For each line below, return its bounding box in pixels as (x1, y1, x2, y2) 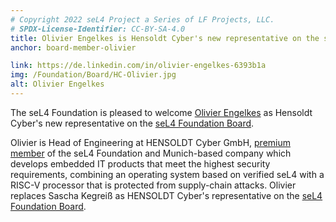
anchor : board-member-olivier (10, 42, 137, 53)
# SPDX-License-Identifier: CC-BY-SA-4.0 (10, 24, 186, 34)
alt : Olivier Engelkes (10, 79, 105, 90)
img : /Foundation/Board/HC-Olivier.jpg (10, 70, 177, 80)
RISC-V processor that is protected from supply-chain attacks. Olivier (10, 179, 297, 191)
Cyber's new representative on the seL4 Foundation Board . (10, 117, 255, 129)
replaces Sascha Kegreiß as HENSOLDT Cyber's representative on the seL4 (10, 189, 323, 201)
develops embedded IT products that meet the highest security (10, 157, 271, 170)
